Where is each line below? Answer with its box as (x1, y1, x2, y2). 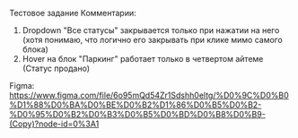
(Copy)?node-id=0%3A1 (9, 118, 100, 129)
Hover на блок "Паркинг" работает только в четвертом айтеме (22, 54, 264, 64)
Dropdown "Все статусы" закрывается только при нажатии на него (22, 25, 280, 35)
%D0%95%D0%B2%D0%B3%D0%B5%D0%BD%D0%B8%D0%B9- (9, 109, 267, 119)
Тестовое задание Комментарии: (9, 8, 136, 18)
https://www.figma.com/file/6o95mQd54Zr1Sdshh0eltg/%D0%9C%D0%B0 (9, 90, 289, 100)
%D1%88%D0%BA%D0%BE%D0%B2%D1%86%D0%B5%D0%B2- (9, 99, 262, 110)
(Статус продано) (22, 63, 91, 73)
